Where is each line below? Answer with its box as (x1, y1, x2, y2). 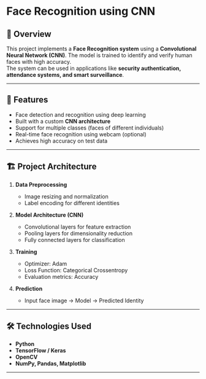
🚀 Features (6, 95, 48, 105)
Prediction (15, 284, 43, 292)
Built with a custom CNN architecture (15, 117, 111, 125)
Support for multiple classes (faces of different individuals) (15, 124, 164, 131)
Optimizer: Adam (24, 260, 67, 267)
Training (15, 248, 37, 256)
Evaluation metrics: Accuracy (24, 273, 99, 280)
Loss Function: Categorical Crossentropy (24, 266, 128, 274)
